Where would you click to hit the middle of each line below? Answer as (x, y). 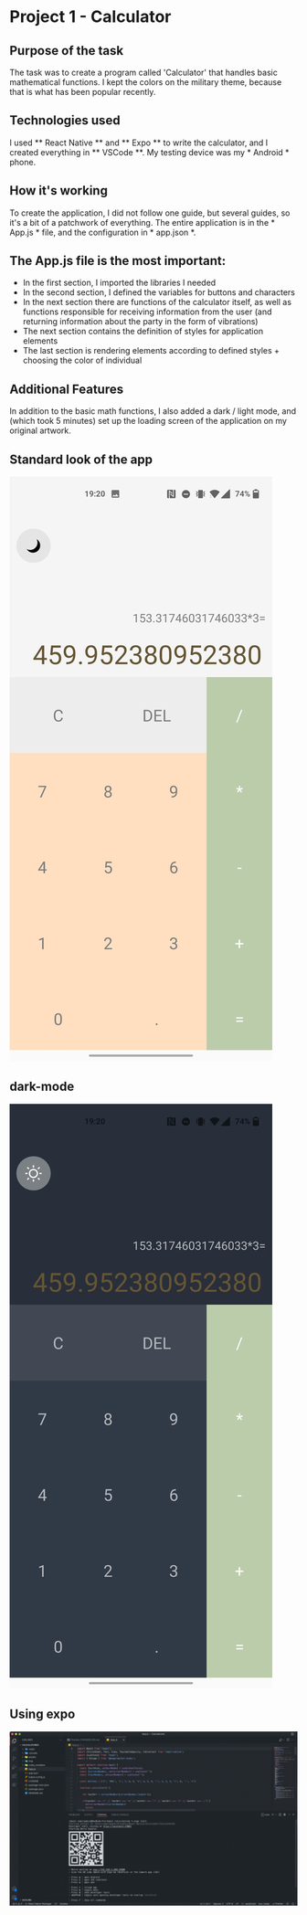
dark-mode (42, 1087)
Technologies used (65, 121)
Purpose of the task (67, 51)
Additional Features (67, 389)
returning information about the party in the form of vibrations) (140, 322)
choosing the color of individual (82, 360)
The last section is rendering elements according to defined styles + (151, 351)
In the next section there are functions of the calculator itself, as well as (157, 302)
